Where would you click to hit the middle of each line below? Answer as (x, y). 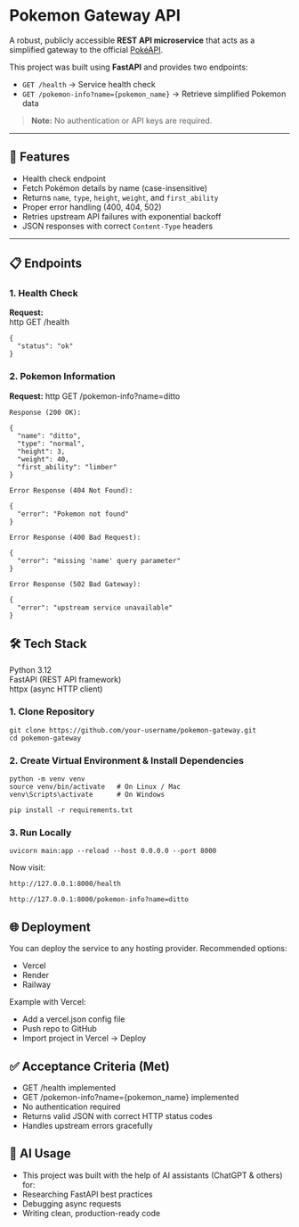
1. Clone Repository (52, 712)
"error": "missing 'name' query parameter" (99, 560)
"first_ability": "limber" (67, 467)
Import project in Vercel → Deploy (84, 1038)
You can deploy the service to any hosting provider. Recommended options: (148, 949)
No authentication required (71, 1107)
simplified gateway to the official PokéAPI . (86, 49)
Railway (36, 985)
